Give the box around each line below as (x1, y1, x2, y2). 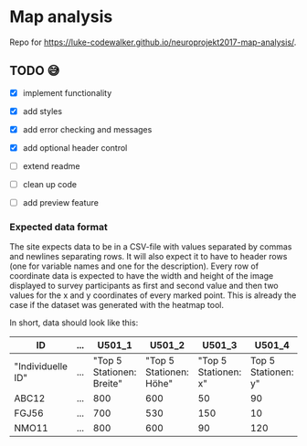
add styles (22, 105, 62, 116)
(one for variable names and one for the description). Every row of (9, 260, 259, 271)
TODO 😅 (9, 63, 60, 79)
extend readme (22, 161, 80, 171)
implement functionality (22, 87, 112, 98)
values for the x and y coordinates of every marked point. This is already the (9, 290, 297, 301)
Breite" (92, 377, 123, 390)
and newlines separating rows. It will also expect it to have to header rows (9, 251, 288, 262)
